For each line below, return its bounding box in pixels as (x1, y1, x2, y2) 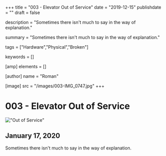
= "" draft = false (5, 10, 40, 16)
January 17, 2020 (5, 131, 60, 140)
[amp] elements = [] (5, 64, 47, 69)
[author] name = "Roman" (5, 73, 59, 79)
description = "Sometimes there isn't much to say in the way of (5, 20, 136, 25)
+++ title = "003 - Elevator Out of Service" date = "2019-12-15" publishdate (5, 5, 161, 10)
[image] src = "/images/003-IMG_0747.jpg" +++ (5, 83, 105, 89)
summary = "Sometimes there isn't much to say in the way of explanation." (5, 35, 160, 40)
